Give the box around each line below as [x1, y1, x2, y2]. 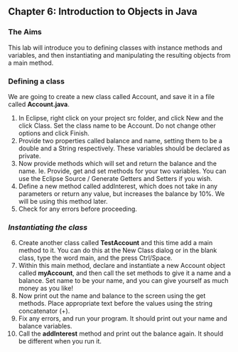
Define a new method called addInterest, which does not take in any [18, 182, 218, 190]
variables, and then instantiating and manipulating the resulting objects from [8, 51, 231, 59]
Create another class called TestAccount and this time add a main [18, 239, 213, 247]
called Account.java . [8, 100, 70, 108]
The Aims [8, 27, 42, 37]
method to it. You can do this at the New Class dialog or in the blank [18, 246, 217, 255]
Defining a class [8, 76, 65, 86]
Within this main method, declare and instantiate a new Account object [18, 262, 226, 270]
